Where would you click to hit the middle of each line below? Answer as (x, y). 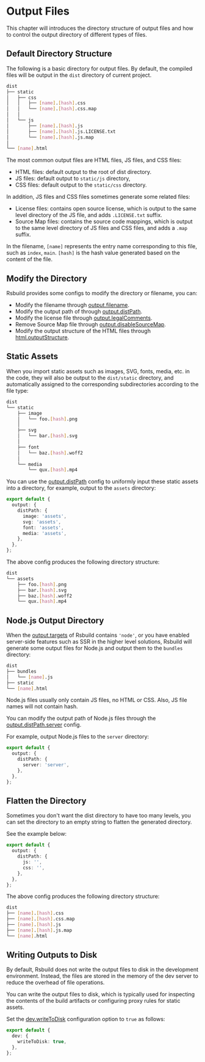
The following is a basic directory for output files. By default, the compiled (99, 68)
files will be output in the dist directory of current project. (79, 75)
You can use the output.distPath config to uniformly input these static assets (102, 482)
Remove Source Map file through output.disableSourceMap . (91, 325)
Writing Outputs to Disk (52, 955)
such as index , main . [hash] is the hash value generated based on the (93, 253)
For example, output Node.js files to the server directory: (78, 737)
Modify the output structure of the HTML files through (83, 331)
